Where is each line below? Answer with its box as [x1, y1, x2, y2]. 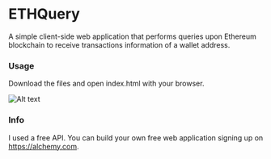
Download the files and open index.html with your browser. [8, 78, 205, 89]
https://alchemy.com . [8, 141, 79, 151]
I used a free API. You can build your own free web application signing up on [8, 132, 264, 142]
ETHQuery [8, 5, 81, 23]
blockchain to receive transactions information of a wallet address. [8, 40, 231, 49]
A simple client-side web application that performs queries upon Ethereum [8, 31, 256, 41]
